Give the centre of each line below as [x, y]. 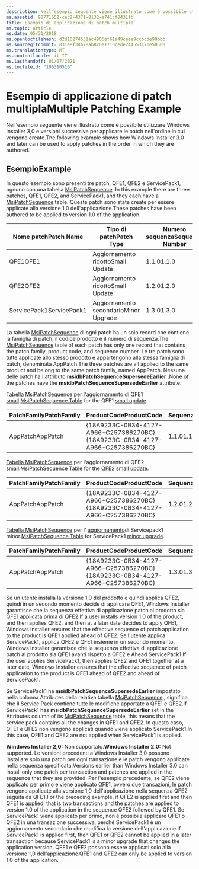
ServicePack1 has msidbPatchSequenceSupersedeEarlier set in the [90, 710]
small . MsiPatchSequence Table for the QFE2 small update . [78, 468]
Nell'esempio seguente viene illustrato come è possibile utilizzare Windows [98, 125]
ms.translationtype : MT [36, 50]
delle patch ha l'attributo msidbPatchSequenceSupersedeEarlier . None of [97, 376]
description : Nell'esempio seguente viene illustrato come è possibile [96, 12]
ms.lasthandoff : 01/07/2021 [41, 61]
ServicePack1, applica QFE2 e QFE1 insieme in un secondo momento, [91, 642]
